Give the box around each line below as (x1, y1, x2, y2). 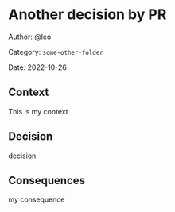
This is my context (8, 106, 69, 116)
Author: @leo (8, 32, 52, 41)
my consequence (8, 195, 65, 204)
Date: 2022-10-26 (8, 62, 68, 72)
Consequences (8, 173, 86, 187)
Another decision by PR (8, 6, 167, 24)
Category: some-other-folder (8, 47, 103, 56)
